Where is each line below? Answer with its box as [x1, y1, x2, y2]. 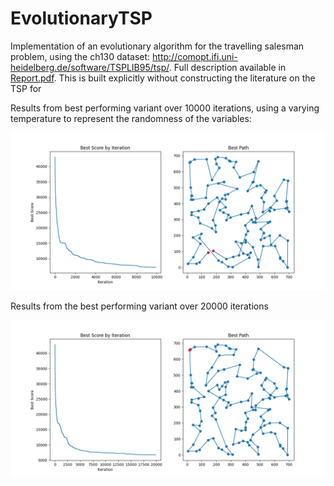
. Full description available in [168, 61, 287, 73]
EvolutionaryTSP [10, 7, 153, 30]
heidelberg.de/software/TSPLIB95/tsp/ [10, 61, 170, 73]
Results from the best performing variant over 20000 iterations [10, 300, 269, 312]
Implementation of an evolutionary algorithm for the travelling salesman [10, 40, 305, 52]
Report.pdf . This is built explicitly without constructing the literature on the [10, 72, 316, 84]
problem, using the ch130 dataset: [10, 50, 151, 62]
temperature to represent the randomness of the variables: [10, 112, 252, 124]
